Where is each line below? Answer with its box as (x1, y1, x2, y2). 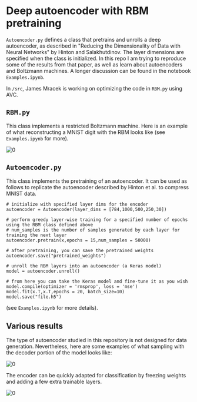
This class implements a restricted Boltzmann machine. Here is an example (6, 122, 188, 129)
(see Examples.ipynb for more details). (6, 304, 98, 311)
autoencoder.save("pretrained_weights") (6, 253, 107, 259)
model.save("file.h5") (6, 294, 62, 300)
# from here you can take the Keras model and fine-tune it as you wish (6, 278, 188, 284)
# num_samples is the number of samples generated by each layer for (6, 227, 181, 233)
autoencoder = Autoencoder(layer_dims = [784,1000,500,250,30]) (6, 206, 167, 212)
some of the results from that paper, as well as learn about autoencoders (6, 61, 183, 68)
